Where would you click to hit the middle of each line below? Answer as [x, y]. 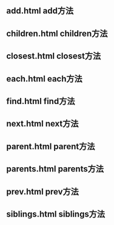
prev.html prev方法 [42, 191]
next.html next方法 [42, 124]
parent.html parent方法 [51, 146]
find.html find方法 [41, 101]
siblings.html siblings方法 [55, 214]
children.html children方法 [57, 33]
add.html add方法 [40, 11]
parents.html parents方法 [55, 169]
